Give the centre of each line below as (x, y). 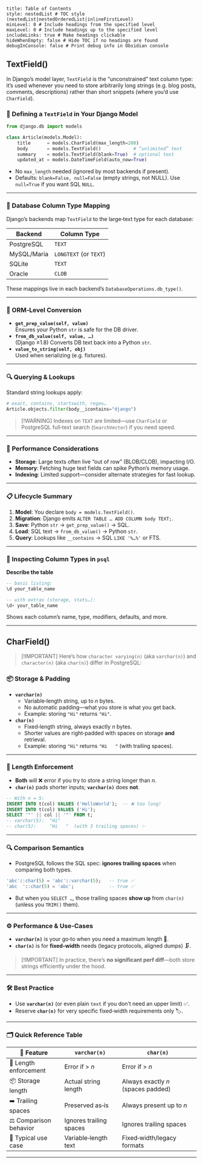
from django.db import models (44, 127)
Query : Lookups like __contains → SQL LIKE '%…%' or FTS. (88, 537)
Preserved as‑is (86, 1105)
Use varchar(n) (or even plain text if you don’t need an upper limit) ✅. (102, 1004)
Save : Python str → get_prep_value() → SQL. (72, 524)
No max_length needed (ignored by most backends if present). (92, 171)
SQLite (19, 263)
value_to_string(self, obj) (50, 349)
